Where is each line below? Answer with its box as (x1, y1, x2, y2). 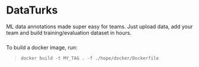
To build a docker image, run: (6, 43, 78, 51)
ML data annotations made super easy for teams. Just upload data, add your (6, 23, 193, 30)
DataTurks (6, 4, 58, 17)
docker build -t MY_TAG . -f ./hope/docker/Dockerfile (20, 55, 159, 61)
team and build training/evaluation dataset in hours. (6, 29, 132, 36)
